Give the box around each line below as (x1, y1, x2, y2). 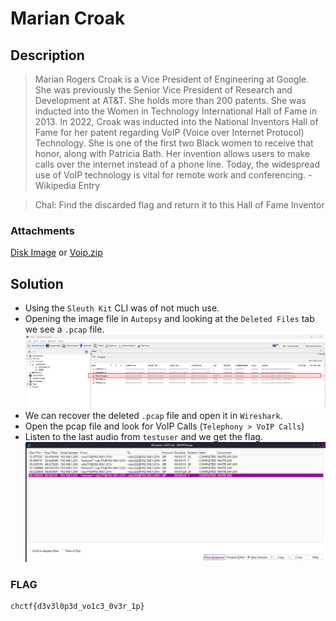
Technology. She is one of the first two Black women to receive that (34, 137, 314, 149)
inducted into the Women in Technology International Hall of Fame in (34, 105, 318, 117)
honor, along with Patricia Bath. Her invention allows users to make (34, 148, 311, 159)
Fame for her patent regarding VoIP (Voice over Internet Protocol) (34, 127, 305, 138)
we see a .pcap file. (24, 323, 105, 336)
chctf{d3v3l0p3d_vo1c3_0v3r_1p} (10, 601, 145, 611)
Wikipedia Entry (34, 180, 101, 191)
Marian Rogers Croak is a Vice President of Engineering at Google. (34, 73, 310, 85)
